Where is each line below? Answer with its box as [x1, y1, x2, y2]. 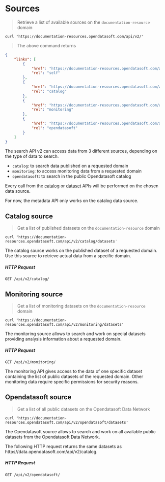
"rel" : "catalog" [31, 89, 67, 94]
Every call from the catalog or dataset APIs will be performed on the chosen [5, 183, 159, 189]
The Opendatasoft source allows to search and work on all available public [5, 428, 156, 434]
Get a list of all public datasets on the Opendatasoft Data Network [17, 406, 150, 412]
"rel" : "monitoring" [31, 107, 74, 112]
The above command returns [17, 42, 76, 48]
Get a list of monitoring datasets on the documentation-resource [17, 303, 146, 309]
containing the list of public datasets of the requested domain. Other [5, 374, 143, 379]
